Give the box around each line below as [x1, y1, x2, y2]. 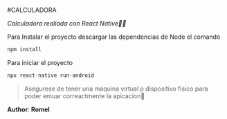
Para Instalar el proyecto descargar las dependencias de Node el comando [7, 33, 221, 41]
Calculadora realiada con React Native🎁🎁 [7, 19, 127, 27]
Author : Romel [7, 105, 50, 113]
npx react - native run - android [7, 72, 95, 79]
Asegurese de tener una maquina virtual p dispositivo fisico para [24, 84, 208, 93]
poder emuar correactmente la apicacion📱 [24, 91, 145, 100]
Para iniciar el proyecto [7, 58, 73, 66]
